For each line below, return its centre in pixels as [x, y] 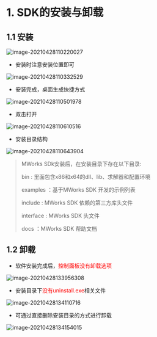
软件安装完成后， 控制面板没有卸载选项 [63, 266]
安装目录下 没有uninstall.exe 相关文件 [60, 290]
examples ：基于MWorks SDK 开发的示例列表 [78, 190]
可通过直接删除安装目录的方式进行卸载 [63, 315]
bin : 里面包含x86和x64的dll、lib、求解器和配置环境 [86, 177]
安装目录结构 [31, 139]
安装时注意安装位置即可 [45, 64]
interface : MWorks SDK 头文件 [60, 216]
